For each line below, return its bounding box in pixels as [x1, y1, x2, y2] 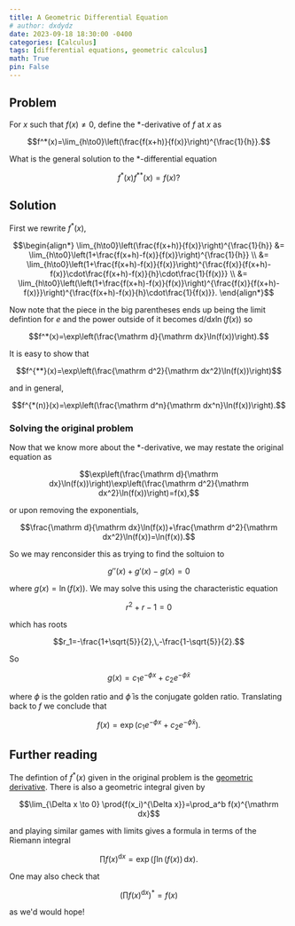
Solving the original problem [9, 422, 134, 434]
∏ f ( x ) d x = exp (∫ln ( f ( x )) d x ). [99, 852, 198, 864]
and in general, [9, 383, 64, 393]
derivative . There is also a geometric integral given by [9, 782, 206, 793]
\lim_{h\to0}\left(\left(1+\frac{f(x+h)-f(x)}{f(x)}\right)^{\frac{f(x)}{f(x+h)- [17, 277, 281, 289]
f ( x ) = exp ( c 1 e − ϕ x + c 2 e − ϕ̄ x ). [97, 718, 201, 732]
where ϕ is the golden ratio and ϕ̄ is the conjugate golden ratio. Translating [9, 692, 283, 702]
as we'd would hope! [9, 906, 86, 917]
